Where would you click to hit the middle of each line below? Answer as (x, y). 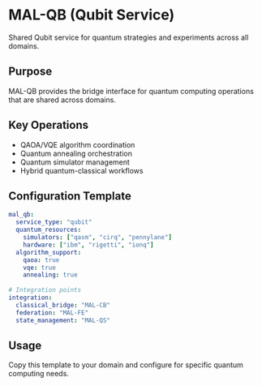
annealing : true (51, 275)
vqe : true (40, 268)
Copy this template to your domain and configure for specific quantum (126, 365)
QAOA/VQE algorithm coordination (77, 144)
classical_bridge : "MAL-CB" (63, 305)
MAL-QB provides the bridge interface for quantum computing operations (131, 91)
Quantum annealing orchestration (76, 153)
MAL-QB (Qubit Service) (92, 15)
